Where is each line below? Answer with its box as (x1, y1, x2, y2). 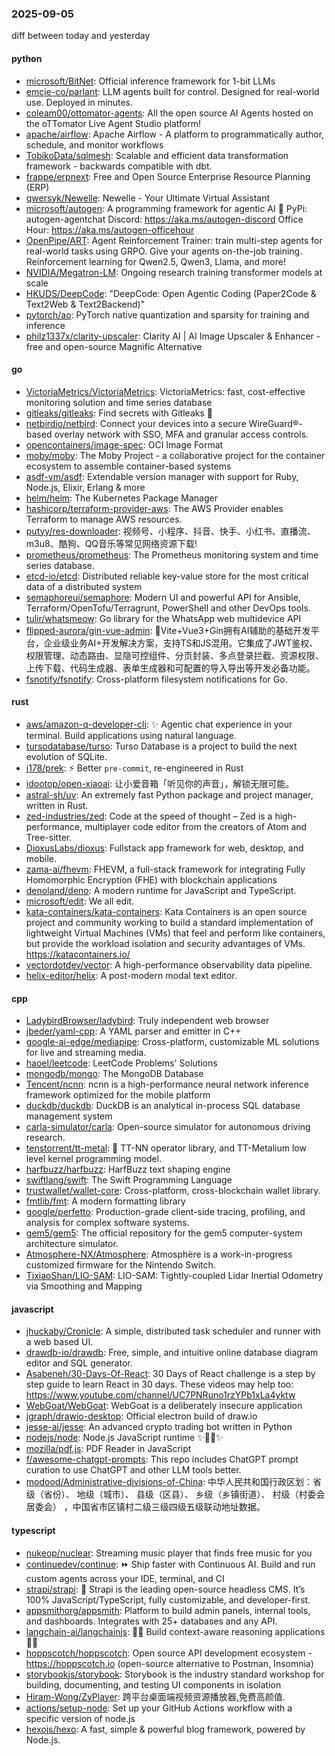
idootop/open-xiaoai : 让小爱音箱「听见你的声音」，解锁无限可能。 (25, 777, 295, 789)
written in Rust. (25, 799, 89, 811)
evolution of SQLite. (25, 750, 108, 762)
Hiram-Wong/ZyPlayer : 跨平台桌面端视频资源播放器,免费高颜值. (25, 1690, 286, 1702)
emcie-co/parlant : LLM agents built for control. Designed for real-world (25, 85, 320, 97)
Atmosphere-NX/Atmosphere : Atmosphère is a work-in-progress (25, 1248, 293, 1261)
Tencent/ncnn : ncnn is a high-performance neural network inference (25, 1078, 309, 1091)
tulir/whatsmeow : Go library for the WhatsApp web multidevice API (25, 612, 302, 624)
